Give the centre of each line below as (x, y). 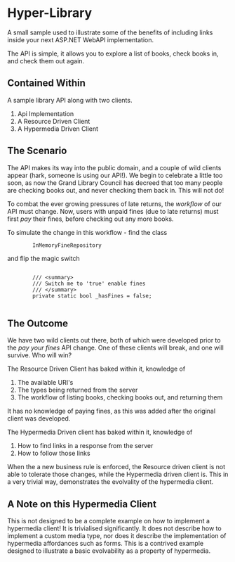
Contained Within (47, 83)
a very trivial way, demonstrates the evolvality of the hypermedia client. (110, 482)
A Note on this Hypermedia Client (82, 504)
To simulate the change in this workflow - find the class (87, 232)
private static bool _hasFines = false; (92, 296)
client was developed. (39, 419)
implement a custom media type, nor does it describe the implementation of (117, 536)
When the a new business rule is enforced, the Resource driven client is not (116, 467)
